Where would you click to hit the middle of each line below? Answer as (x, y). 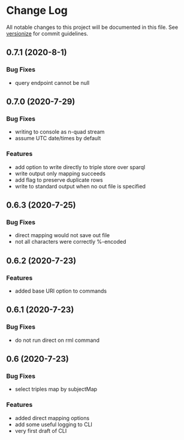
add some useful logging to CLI (54, 424)
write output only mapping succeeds (60, 173)
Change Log (37, 11)
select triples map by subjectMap (56, 389)
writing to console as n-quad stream (60, 132)
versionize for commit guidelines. (47, 33)
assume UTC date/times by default (58, 138)
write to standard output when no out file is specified (80, 186)
